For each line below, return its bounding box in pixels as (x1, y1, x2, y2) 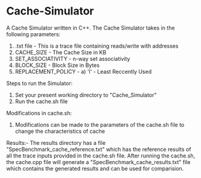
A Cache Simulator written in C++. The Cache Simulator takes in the (6, 24, 175, 31)
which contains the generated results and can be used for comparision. (6, 165, 184, 172)
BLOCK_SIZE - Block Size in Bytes (14, 62, 100, 69)
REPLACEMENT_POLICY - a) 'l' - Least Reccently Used (14, 68, 152, 75)
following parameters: (6, 30, 61, 37)
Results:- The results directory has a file (6, 139, 106, 146)
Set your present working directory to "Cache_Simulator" (14, 91, 157, 98)
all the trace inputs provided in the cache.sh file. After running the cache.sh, (6, 152, 196, 159)
